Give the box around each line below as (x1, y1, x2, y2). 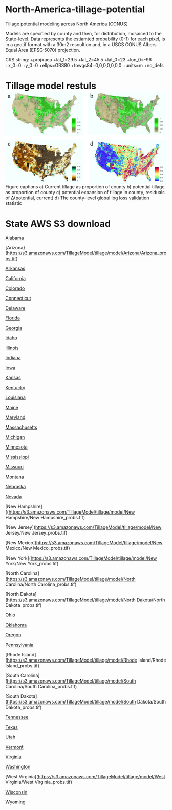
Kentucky (5, 385, 26, 391)
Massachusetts (5, 424, 37, 431)
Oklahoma (5, 622, 27, 628)
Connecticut (5, 295, 32, 302)
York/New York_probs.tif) (5, 561, 59, 567)
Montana (5, 474, 24, 480)
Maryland (5, 414, 26, 420)
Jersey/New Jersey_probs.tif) (5, 530, 68, 536)
